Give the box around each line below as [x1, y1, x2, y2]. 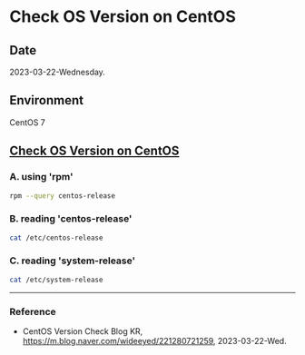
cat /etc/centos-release [9, 233, 103, 242]
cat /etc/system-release [9, 275, 103, 284]
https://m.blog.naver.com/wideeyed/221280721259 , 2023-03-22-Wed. [22, 336, 288, 347]
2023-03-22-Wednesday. [9, 66, 106, 77]
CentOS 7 [9, 116, 45, 128]
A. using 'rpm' [9, 171, 74, 183]
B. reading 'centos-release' [9, 212, 133, 225]
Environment [9, 93, 84, 108]
